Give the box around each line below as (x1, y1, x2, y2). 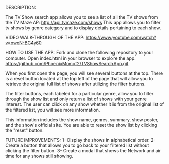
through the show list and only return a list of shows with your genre (5, 96, 147, 102)
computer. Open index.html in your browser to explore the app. (5, 55, 136, 61)
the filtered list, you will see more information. (5, 107, 100, 113)
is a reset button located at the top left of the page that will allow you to (5, 76, 153, 81)
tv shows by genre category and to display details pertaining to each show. (5, 25, 161, 31)
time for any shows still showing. (5, 153, 73, 159)
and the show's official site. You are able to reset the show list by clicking (5, 122, 157, 128)
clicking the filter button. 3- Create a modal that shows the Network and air (5, 148, 161, 153)
